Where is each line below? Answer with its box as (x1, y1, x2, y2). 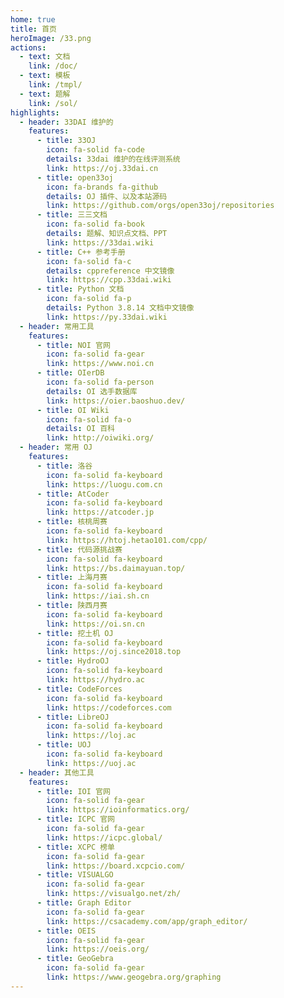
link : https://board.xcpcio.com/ (46, 861, 186, 871)
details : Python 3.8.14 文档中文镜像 (46, 303, 195, 313)
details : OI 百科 (46, 424, 115, 434)
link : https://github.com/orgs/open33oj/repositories (46, 201, 275, 211)
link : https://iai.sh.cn (46, 591, 150, 601)
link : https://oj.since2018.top (46, 647, 182, 657)
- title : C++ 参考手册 (36, 247, 126, 257)
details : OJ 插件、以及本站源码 (46, 191, 168, 201)
